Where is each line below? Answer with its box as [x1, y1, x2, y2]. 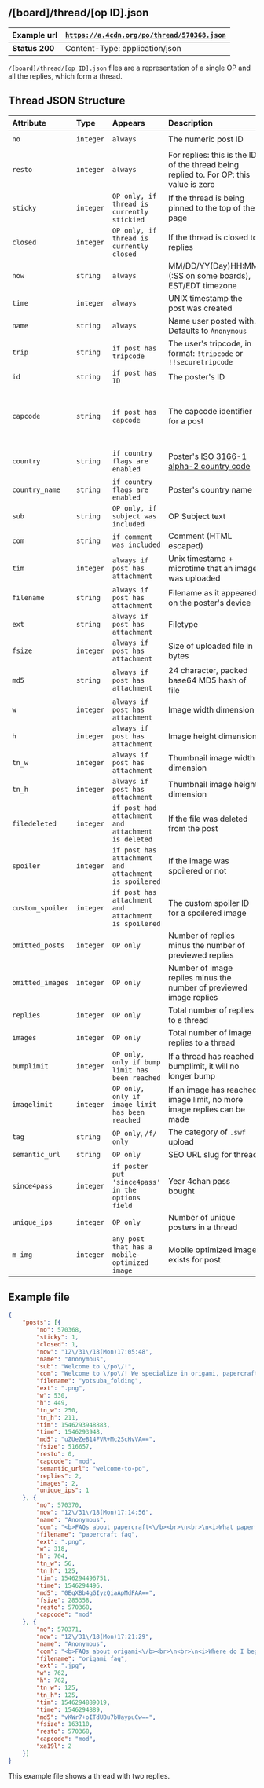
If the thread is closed [168, 232, 249, 243]
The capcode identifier [168, 405, 253, 416]
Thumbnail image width [168, 752, 255, 763]
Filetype [168, 618, 199, 629]
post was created [168, 302, 233, 313]
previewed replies [168, 950, 234, 961]
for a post [168, 416, 204, 427]
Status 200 [12, 42, 55, 53]
